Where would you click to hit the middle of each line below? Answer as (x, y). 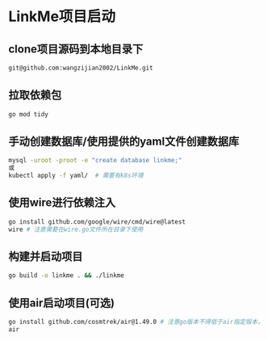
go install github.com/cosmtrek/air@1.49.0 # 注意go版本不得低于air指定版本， (136, 322)
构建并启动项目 (46, 256)
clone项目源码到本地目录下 (76, 49)
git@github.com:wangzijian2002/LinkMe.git (81, 68)
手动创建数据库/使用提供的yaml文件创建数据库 (124, 141)
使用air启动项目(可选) (62, 302)
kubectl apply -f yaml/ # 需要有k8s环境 (76, 176)
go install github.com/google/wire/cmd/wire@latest (97, 222)
